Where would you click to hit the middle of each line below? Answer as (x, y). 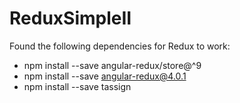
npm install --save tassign (77, 86)
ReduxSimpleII (70, 18)
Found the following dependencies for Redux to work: (120, 46)
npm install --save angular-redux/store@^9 (112, 65)
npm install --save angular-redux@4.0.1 (105, 76)
